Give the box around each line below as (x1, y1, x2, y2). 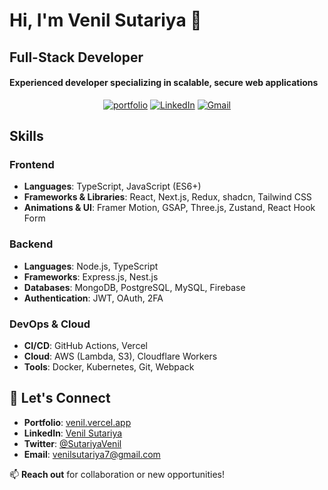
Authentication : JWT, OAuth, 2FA (23, 292, 164, 304)
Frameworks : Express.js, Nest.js (23, 270, 159, 283)
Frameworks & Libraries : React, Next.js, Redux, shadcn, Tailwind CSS (23, 191, 312, 203)
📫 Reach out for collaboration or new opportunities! (9, 468, 226, 480)
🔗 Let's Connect (9, 390, 111, 407)
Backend (9, 237, 54, 251)
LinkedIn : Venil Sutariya (23, 427, 123, 439)
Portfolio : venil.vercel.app (23, 416, 132, 428)
